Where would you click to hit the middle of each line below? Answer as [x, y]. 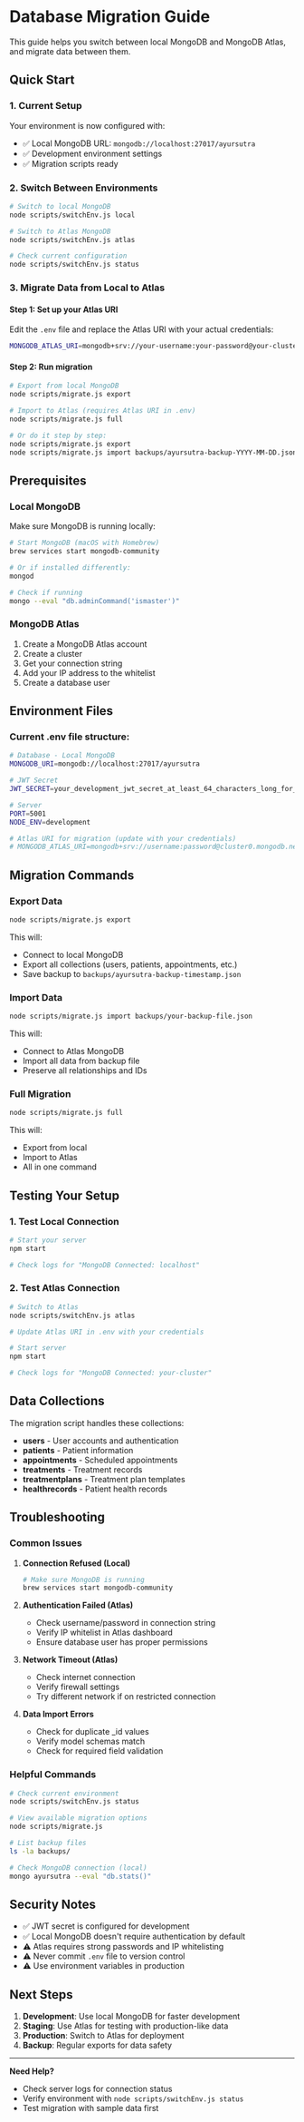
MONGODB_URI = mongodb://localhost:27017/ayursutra [105, 764]
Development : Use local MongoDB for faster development [131, 2017]
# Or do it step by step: [58, 435]
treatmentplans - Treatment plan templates [104, 1479]
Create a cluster [52, 653]
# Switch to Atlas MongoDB [60, 231]
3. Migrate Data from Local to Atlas [87, 288]
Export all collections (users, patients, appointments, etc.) [130, 964]
